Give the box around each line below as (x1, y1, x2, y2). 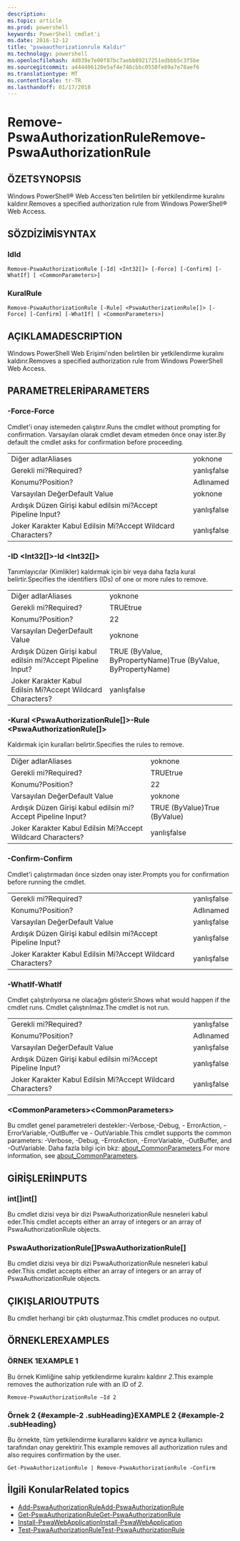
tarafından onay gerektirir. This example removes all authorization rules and (7, 1443, 228, 1451)
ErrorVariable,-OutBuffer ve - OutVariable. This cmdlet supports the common (7, 1129, 232, 1137)
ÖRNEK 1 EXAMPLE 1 (7, 1356, 79, 1366)
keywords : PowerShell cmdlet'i (7, 30, 101, 38)
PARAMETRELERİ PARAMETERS (7, 385, 150, 397)
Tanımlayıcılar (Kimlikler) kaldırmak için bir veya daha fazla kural (7, 567, 196, 576)
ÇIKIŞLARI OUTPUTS (7, 1295, 100, 1307)
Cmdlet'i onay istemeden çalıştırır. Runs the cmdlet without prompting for (7, 422, 221, 431)
